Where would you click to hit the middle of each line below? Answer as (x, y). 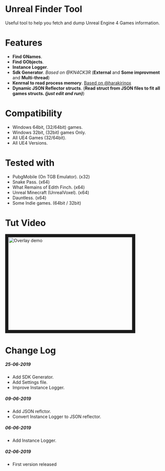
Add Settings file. (30, 382)
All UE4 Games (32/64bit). (39, 138)
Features (24, 43)
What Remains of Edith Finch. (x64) (49, 187)
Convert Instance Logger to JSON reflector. (57, 417)
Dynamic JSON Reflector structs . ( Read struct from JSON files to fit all (86, 88)
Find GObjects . (28, 62)
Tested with (30, 163)
